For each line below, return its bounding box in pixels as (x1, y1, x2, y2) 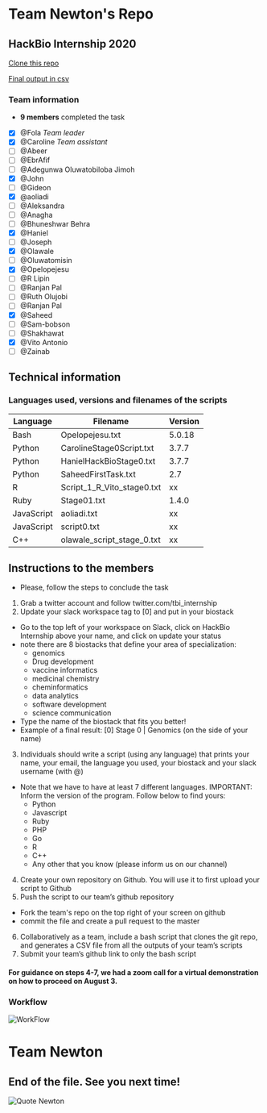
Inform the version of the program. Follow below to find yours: (19, 791, 226, 801)
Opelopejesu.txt (60, 429, 121, 440)
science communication (31, 708, 112, 718)
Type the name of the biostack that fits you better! (19, 717, 187, 727)
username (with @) (19, 767, 84, 777)
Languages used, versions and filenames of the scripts (8, 394, 228, 406)
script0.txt (60, 521, 101, 532)
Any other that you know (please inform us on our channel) (31, 860, 228, 869)
